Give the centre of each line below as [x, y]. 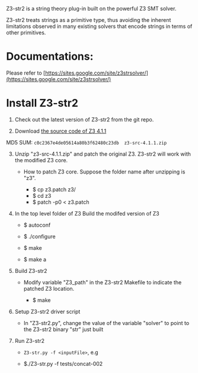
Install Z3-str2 [42, 103]
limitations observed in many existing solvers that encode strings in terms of [99, 26]
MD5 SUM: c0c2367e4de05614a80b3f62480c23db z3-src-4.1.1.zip [87, 142]
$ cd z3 [42, 195]
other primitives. [26, 33]
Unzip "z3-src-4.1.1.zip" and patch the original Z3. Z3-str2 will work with [103, 154]
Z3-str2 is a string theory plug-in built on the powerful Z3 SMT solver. [91, 9]
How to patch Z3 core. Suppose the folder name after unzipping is [104, 172]
